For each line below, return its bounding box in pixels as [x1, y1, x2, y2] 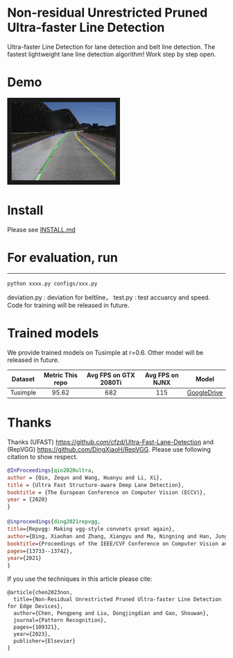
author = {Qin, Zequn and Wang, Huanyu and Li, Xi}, [7, 474, 163, 481]
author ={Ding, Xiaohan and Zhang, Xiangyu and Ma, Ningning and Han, [7, 533, 213, 540]
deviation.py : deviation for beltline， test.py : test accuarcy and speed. [7, 293, 211, 302]
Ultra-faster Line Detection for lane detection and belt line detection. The [7, 42, 216, 51]
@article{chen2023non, [7, 589, 73, 596]
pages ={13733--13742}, [7, 548, 73, 554]
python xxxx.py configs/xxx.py [7, 280, 98, 287]
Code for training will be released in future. [7, 301, 130, 309]
